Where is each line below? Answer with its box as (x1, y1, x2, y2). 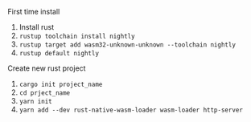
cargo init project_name (19, 80, 103, 88)
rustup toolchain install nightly (19, 32, 135, 40)
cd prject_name (19, 89, 71, 97)
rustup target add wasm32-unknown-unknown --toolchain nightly (19, 41, 237, 49)
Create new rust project (7, 63, 86, 73)
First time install (7, 7, 60, 16)
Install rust (19, 22, 54, 31)
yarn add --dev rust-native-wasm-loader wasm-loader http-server (19, 106, 243, 114)
